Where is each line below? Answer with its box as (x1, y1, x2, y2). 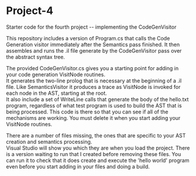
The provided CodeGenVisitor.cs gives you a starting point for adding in (6, 64, 179, 71)
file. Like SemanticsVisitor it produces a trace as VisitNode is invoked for (6, 83, 181, 90)
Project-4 (6, 4, 54, 18)
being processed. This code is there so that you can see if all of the (6, 108, 169, 115)
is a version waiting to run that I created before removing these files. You (6, 150, 181, 157)
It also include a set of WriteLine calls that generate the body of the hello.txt (6, 95, 189, 103)
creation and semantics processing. (6, 138, 92, 145)
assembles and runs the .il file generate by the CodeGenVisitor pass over (6, 47, 182, 54)
